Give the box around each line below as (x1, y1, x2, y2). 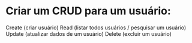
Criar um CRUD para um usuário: (5, 4, 172, 18)
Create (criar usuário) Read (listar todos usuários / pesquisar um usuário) (5, 24, 187, 31)
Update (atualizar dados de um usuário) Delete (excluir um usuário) (5, 30, 172, 37)
